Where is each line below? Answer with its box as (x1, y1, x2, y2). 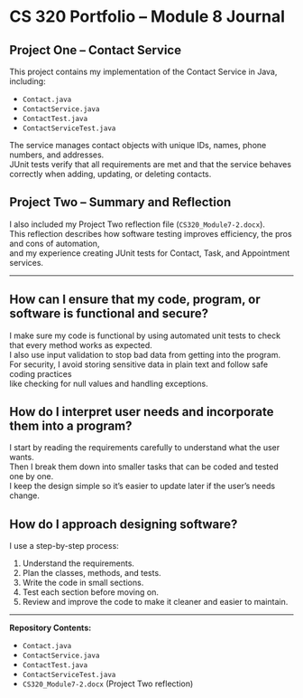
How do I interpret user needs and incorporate (9, 404, 274, 420)
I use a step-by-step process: (9, 541, 119, 552)
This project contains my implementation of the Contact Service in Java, (9, 66, 278, 77)
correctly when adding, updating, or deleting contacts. (9, 169, 212, 179)
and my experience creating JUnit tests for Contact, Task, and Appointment (9, 247, 290, 259)
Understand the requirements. (22, 558, 135, 569)
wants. (9, 452, 34, 463)
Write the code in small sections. (22, 577, 144, 589)
